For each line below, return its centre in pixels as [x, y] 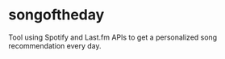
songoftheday [56, 15]
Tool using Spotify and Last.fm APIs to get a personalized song [113, 37]
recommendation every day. [55, 45]
